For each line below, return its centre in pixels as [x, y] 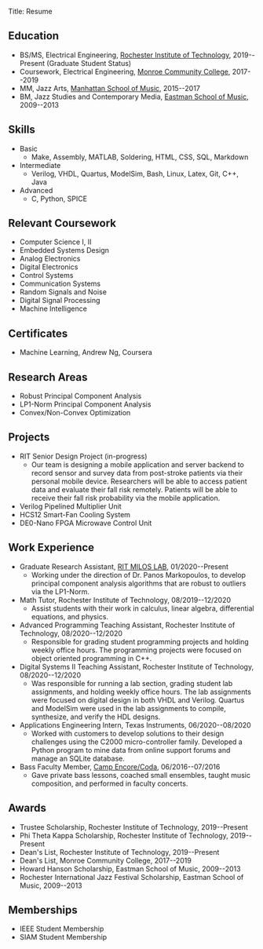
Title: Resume [30, 11]
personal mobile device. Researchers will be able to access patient [139, 481]
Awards [27, 808]
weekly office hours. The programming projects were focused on [136, 650]
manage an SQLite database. [78, 758]
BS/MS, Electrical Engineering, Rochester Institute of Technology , [125, 55]
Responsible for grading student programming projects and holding [140, 641]
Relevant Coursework [62, 223]
